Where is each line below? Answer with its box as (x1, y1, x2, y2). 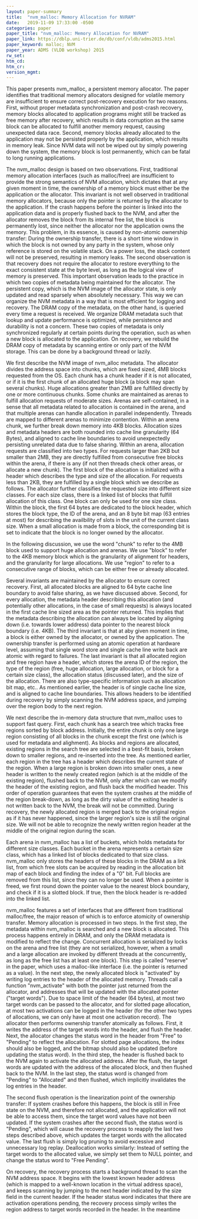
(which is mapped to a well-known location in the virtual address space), (6, 1181, 183, 1188)
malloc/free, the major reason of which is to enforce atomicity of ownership (6, 913, 190, 920)
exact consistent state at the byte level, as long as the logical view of (6, 267, 174, 274)
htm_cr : (6, 63, 25, 70)
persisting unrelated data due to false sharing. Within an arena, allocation (6, 441, 184, 448)
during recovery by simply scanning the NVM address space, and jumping (6, 696, 187, 703)
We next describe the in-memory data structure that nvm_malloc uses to (6, 714, 183, 721)
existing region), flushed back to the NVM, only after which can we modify (6, 777, 187, 784)
